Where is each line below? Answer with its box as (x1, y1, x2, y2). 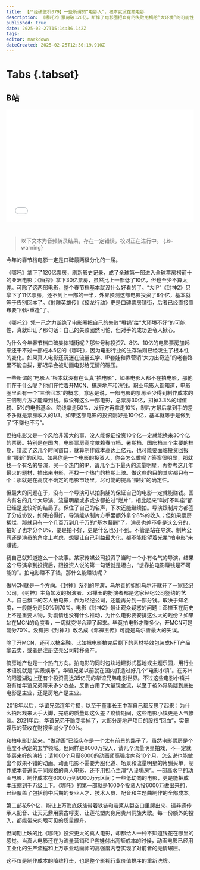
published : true (6, 20, 46, 26)
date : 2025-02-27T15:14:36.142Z (6, 25, 86, 32)
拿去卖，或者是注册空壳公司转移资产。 (6, 647, 100, 654)
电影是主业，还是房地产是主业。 (6, 689, 85, 696)
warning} (20, 244, 43, 251)
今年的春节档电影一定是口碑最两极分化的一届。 (6, 256, 121, 263)
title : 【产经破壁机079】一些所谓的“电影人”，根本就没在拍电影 (6, 8, 145, 15)
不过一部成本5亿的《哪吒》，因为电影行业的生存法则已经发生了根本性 (21, 347, 189, 354)
